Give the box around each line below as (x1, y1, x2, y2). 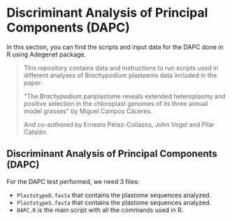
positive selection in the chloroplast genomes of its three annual (23, 99, 208, 107)
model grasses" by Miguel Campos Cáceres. (23, 107, 153, 115)
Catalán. (23, 128, 48, 136)
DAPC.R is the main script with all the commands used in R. (16, 206, 184, 214)
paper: (23, 78, 43, 86)
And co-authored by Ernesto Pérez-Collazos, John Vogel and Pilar (23, 120, 215, 128)
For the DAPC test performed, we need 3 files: (6, 177, 140, 185)
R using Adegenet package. (6, 50, 87, 59)
